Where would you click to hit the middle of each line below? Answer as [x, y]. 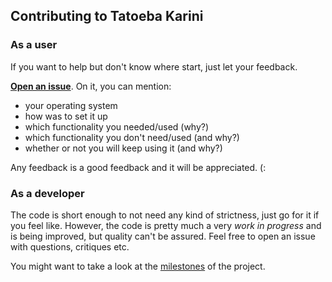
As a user [34, 45]
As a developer [47, 193]
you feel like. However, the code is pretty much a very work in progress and [166, 225]
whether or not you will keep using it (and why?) [123, 148]
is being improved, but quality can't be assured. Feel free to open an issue [163, 236]
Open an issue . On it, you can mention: [91, 86]
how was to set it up [66, 116]
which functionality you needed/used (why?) [117, 126]
